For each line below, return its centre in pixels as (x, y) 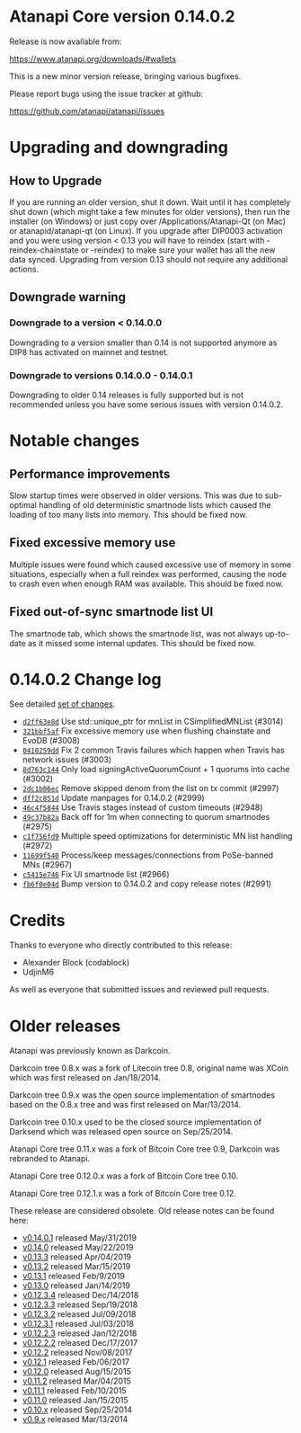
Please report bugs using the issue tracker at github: (106, 93)
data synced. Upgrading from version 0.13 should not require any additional (149, 259)
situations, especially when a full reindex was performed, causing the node (148, 574)
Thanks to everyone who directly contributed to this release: (121, 945)
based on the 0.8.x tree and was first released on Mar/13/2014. (125, 1105)
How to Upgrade (56, 180)
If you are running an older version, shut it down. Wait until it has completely (150, 202)
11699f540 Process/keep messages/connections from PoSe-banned (148, 855)
